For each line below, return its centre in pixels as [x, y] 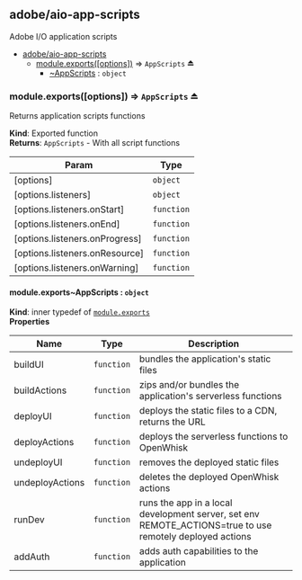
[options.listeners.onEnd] [67, 224]
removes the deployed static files [209, 462]
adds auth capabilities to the [199, 551]
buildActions [40, 390]
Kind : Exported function [54, 133]
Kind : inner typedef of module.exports [80, 312]
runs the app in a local [186, 503]
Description [214, 344]
